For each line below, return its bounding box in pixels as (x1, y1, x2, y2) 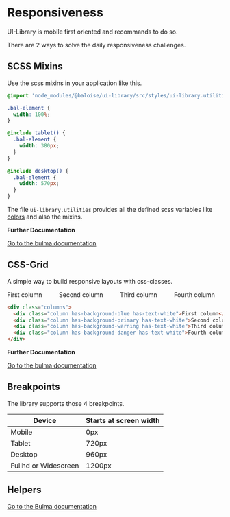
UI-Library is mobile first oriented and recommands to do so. (7, 27, 178, 36)
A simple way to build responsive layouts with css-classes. (7, 277, 173, 285)
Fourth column (174, 290, 216, 299)
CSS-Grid (7, 259, 49, 271)
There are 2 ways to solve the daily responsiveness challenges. (7, 40, 186, 49)
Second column (59, 290, 103, 299)
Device (33, 416, 57, 425)
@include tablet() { (7, 130, 66, 136)
